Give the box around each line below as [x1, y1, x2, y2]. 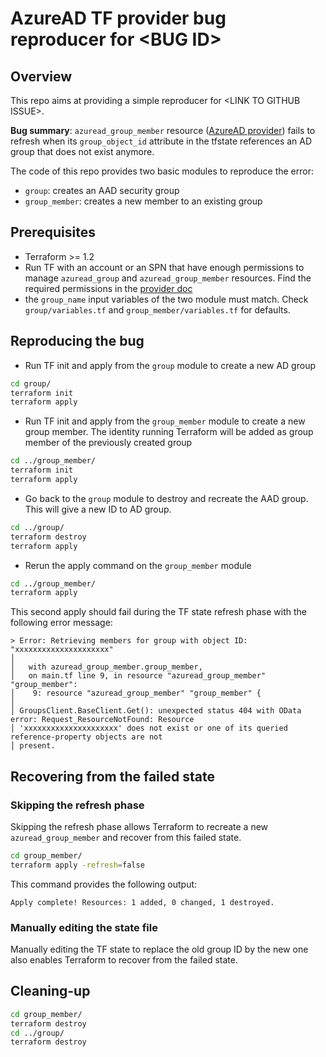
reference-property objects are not [10, 732, 163, 742]
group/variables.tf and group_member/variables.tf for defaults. [24, 303, 291, 316]
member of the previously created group [24, 437, 193, 449]
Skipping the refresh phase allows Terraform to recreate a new [10, 820, 269, 832]
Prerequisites [10, 224, 96, 241]
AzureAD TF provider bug [10, 7, 227, 30]
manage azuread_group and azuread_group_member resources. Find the [24, 272, 312, 284]
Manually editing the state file [10, 920, 158, 934]
